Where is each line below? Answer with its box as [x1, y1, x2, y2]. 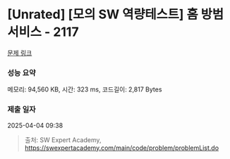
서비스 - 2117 [7, 24, 79, 40]
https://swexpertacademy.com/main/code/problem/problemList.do [24, 144, 219, 152]
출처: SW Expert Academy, [24, 135, 102, 144]
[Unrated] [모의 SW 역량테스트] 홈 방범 [7, 6, 224, 23]
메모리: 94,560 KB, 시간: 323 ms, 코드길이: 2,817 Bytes [7, 85, 162, 94]
